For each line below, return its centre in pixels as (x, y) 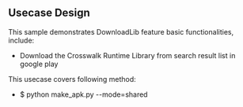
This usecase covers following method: (72, 79)
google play (39, 64)
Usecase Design (49, 13)
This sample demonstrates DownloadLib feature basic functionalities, (121, 31)
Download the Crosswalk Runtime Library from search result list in (127, 55)
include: (21, 40)
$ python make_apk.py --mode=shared (84, 94)
